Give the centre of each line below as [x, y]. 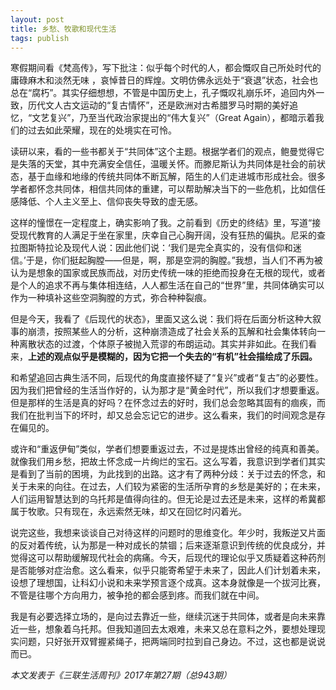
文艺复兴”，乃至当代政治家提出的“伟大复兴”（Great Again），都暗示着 [173, 118]
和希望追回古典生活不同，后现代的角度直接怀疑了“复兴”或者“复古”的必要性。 [167, 378]
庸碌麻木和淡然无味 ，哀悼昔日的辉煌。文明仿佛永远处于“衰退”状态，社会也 [164, 80]
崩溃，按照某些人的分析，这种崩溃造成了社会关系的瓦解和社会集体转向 [172, 332]
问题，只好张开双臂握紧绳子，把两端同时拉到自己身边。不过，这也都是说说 [172, 642]
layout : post [37, 19]
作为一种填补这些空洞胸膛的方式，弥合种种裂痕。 [111, 298]
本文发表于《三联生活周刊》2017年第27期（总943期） [121, 675]
